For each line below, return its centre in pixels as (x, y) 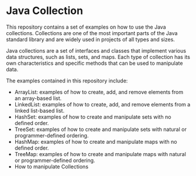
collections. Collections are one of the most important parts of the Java (92, 33)
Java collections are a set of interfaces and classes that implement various (96, 50)
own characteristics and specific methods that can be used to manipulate (94, 63)
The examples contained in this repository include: (67, 81)
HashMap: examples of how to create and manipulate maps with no (96, 142)
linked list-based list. (39, 111)
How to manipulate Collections (51, 166)
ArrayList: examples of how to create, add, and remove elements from (99, 92)
